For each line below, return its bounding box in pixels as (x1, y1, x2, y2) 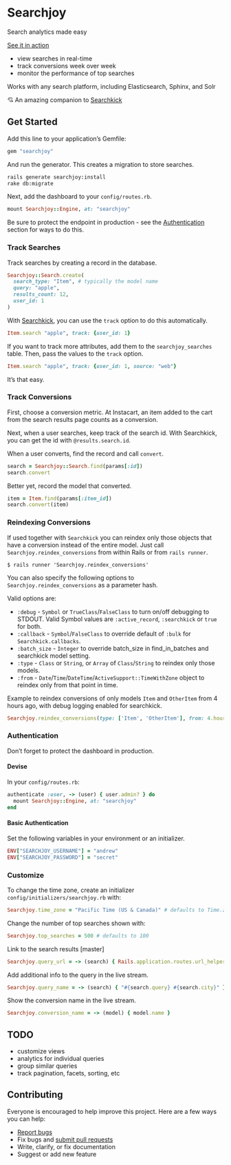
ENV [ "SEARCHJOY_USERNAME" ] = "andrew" (7, 847, 118, 854)
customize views (16, 1047, 65, 1055)
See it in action (7, 41, 49, 49)
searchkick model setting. (16, 651, 91, 660)
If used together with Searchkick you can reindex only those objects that (7, 533, 212, 542)
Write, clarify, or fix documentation (16, 1142, 115, 1151)
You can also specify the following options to (7, 574, 135, 582)
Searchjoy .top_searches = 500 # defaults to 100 (7, 932, 149, 939)
